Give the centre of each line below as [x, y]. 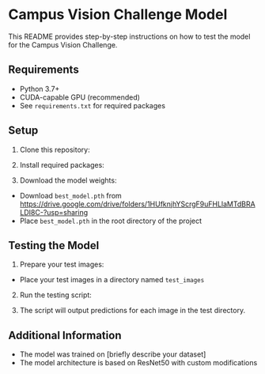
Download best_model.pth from [71, 195]
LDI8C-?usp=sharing [54, 212]
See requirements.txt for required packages [93, 105]
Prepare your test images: [62, 264]
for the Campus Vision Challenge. [63, 44]
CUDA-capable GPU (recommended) [80, 97]
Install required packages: [62, 164]
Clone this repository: [55, 149]
